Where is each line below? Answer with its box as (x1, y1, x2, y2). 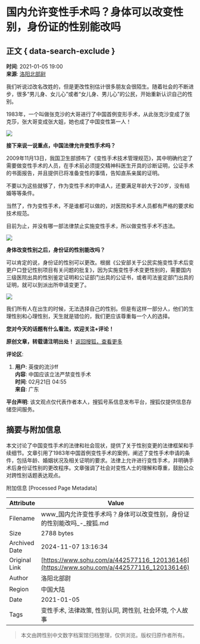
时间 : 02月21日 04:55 (14, 378, 67, 385)
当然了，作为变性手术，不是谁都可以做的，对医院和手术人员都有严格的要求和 (6, 202, 194, 209)
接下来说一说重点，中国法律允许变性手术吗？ (6, 142, 116, 149)
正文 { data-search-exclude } (6, 46, 115, 56)
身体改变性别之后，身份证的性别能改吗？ (6, 246, 105, 253)
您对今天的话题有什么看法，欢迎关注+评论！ (6, 326, 114, 332)
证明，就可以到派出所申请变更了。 (6, 281, 90, 288)
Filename (9, 514, 35, 522)
